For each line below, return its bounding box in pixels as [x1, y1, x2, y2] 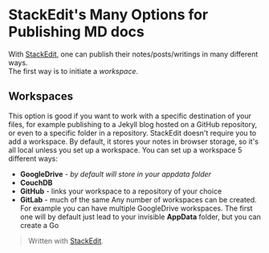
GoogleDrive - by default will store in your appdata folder [19, 169, 211, 178]
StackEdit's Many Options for [8, 6, 209, 24]
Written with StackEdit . [27, 235, 104, 246]
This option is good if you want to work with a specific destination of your [8, 111, 251, 120]
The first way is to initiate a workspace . [8, 66, 139, 75]
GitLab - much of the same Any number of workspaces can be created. [19, 194, 257, 204]
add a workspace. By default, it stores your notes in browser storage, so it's [8, 137, 259, 146]
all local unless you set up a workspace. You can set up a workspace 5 [8, 145, 243, 154]
